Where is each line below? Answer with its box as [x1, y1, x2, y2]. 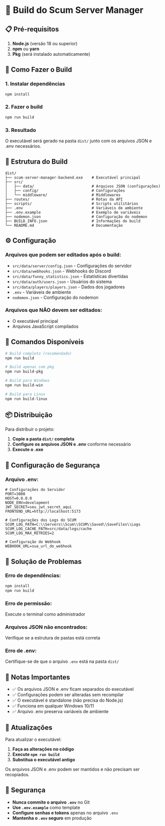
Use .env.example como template [12, 804, 80, 810]
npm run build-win [5, 383, 43, 388]
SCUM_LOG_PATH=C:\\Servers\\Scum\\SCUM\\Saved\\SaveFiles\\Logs [5, 522, 141, 527]
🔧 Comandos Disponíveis [5, 338, 84, 346]
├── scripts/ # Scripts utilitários [5, 201, 139, 206]
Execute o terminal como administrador [5, 611, 86, 617]
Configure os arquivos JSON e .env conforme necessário [12, 441, 131, 447]
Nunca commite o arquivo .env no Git [12, 799, 90, 805]
